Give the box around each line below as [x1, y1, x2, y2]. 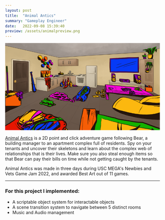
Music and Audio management [12, 209, 75, 215]
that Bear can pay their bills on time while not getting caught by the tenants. [5, 156, 159, 162]
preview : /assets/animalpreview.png [5, 29, 80, 34]
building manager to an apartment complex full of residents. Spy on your [5, 140, 152, 146]
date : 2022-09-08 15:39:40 [5, 24, 65, 29]
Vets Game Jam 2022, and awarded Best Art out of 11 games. [5, 171, 129, 177]
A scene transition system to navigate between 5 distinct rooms [12, 204, 141, 210]
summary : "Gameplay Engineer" [5, 18, 67, 23]
